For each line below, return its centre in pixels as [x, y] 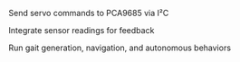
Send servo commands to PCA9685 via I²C [89, 13]
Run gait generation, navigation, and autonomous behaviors [120, 48]
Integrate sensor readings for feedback [82, 30]
